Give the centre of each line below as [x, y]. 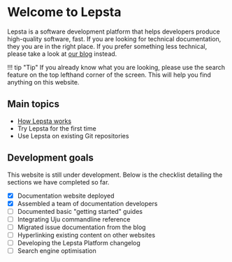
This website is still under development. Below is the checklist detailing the [115, 175]
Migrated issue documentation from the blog [81, 227]
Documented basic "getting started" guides [80, 211]
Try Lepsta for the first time [57, 128]
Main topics [33, 104]
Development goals [51, 158]
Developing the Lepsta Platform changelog [79, 242]
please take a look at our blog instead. [62, 54]
